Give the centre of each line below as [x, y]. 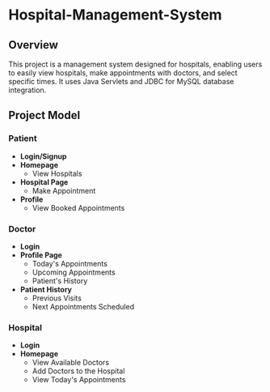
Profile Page [41, 255]
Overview [34, 45]
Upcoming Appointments [74, 272]
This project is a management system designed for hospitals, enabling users [135, 64]
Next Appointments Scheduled [83, 306]
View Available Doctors [71, 363]
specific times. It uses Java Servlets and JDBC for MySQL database [121, 81]
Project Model [44, 115]
